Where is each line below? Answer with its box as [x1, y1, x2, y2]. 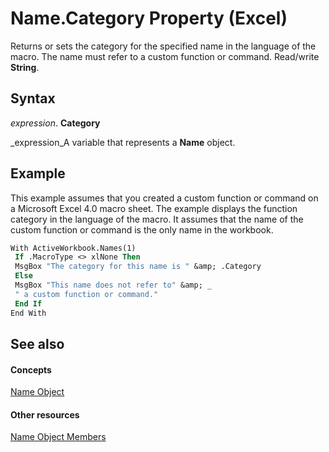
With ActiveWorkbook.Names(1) [10, 243, 137, 253]
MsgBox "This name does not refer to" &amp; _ [14, 280, 213, 291]
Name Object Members [10, 431, 107, 443]
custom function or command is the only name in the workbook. [10, 223, 274, 236]
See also [10, 335, 65, 352]
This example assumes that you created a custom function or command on [10, 192, 319, 204]
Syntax [10, 90, 56, 107]
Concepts [10, 363, 52, 376]
